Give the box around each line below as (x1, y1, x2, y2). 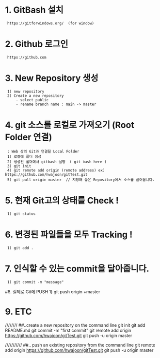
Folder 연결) (5, 132, 52, 143)
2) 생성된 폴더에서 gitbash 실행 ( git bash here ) (7, 159, 107, 164)
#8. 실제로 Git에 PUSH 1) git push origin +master (5, 288, 100, 295)
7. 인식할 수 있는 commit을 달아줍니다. (5, 263, 149, 274)
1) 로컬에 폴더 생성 (7, 154, 42, 159)
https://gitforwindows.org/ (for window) (7, 20, 95, 26)
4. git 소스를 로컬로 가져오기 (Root (5, 120, 134, 131)
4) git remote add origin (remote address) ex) (7, 168, 105, 173)
